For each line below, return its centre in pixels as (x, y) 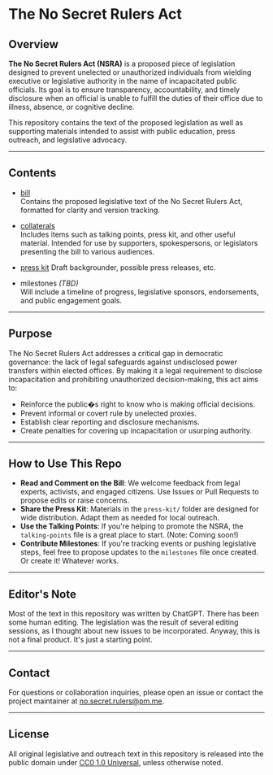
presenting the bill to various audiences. (87, 251)
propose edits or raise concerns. (75, 500)
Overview (34, 44)
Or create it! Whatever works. (69, 561)
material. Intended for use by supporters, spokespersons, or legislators (139, 243)
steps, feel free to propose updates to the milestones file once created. (139, 552)
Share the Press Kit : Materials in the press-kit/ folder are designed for (139, 509)
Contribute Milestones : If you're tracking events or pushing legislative (138, 544)
